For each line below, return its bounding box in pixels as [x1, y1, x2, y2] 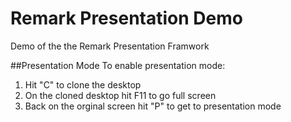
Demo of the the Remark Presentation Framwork [10, 40, 210, 52]
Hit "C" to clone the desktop [24, 78, 142, 91]
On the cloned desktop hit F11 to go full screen [24, 89, 217, 101]
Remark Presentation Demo [10, 7, 243, 30]
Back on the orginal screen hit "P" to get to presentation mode [24, 100, 282, 112]
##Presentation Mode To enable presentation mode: [10, 59, 226, 71]
